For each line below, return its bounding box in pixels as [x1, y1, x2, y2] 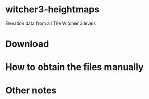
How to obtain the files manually [5, 61, 144, 73]
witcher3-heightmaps [5, 4, 100, 15]
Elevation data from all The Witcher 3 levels [5, 20, 96, 26]
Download [5, 38, 49, 50]
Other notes [5, 85, 57, 96]
